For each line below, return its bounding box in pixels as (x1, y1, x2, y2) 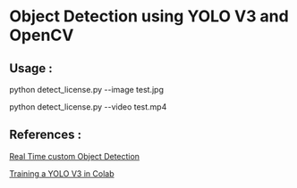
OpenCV (9, 25, 74, 45)
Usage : (9, 61, 54, 76)
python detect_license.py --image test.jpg (9, 85, 164, 94)
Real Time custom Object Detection (9, 151, 140, 161)
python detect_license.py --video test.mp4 (9, 102, 167, 112)
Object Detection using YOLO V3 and (9, 6, 289, 27)
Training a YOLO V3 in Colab (9, 168, 115, 179)
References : (9, 127, 82, 143)
